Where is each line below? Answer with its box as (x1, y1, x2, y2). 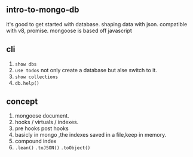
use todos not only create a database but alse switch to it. (14, 66, 157, 73)
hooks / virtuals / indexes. (14, 119, 79, 126)
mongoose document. (14, 112, 70, 119)
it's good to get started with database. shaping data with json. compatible (6, 20, 188, 27)
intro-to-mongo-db (6, 5, 79, 15)
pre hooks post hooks (14, 125, 69, 132)
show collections (14, 74, 59, 80)
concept (6, 97, 38, 107)
